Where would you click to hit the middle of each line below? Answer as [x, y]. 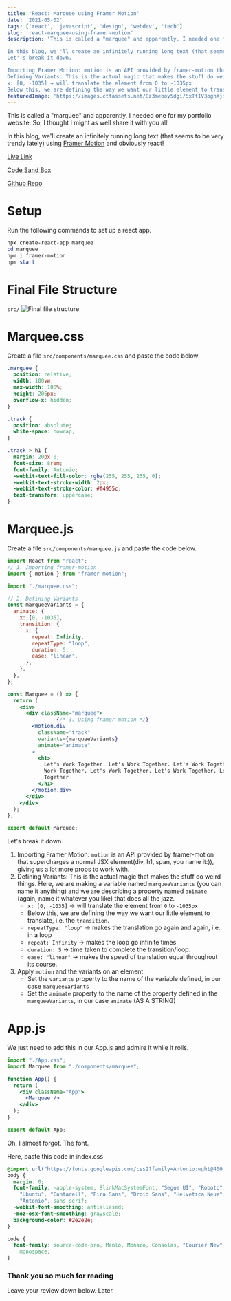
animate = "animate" [64, 745]
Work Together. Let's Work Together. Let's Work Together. [130, 771]
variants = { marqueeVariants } [78, 739]
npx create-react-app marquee [51, 243]
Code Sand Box [29, 170]
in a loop [40, 935]
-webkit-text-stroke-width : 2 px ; [61, 482]
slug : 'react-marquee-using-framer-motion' [70, 33]
